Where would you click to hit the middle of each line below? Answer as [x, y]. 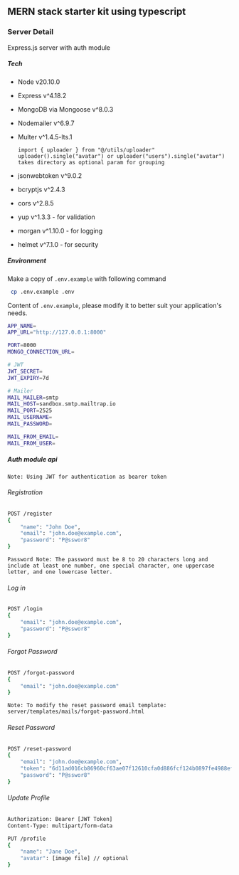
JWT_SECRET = [25, 371]
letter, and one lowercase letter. [60, 572]
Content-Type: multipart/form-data [60, 826]
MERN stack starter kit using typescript [97, 12]
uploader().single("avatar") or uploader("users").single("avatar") [121, 156]
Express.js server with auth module [59, 47]
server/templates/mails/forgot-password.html [76, 712]
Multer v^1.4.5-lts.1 [45, 137]
